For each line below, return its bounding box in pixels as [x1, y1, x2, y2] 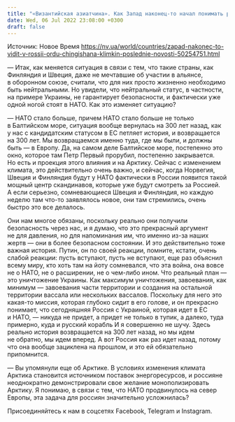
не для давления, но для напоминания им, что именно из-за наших [7, 231, 209, 240]
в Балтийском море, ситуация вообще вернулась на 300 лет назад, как [7, 122, 222, 130]
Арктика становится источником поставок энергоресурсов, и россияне [7, 371, 223, 379]
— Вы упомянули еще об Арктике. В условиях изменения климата [7, 364, 206, 372]
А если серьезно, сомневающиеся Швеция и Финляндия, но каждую [7, 188, 214, 196]
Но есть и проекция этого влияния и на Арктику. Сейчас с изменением [7, 159, 222, 167]
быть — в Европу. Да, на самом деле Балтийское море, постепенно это [7, 144, 223, 152]
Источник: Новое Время [7, 43, 80, 51]
